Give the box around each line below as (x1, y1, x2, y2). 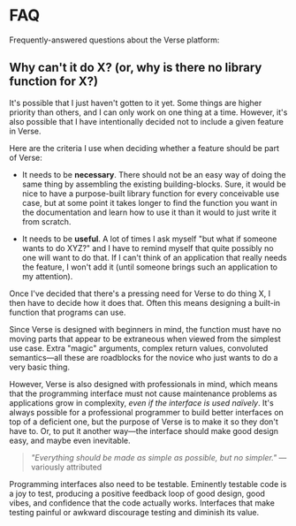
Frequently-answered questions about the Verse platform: (9, 34, 220, 45)
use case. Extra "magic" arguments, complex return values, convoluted (9, 342, 269, 354)
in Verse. (9, 126, 42, 136)
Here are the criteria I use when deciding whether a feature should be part (9, 142, 280, 153)
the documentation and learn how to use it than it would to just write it (21, 207, 277, 217)
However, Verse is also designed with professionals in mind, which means (9, 378, 278, 389)
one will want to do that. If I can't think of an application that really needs (21, 252, 287, 263)
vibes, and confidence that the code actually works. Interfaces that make (9, 497, 276, 508)
